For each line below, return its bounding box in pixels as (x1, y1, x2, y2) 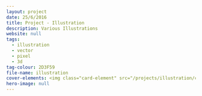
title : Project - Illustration (6, 20, 85, 26)
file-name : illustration (6, 70, 69, 76)
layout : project (6, 8, 47, 15)
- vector (11, 48, 34, 54)
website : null (6, 31, 42, 37)
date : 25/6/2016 (6, 14, 47, 20)
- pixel (11, 53, 31, 59)
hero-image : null (6, 81, 50, 87)
